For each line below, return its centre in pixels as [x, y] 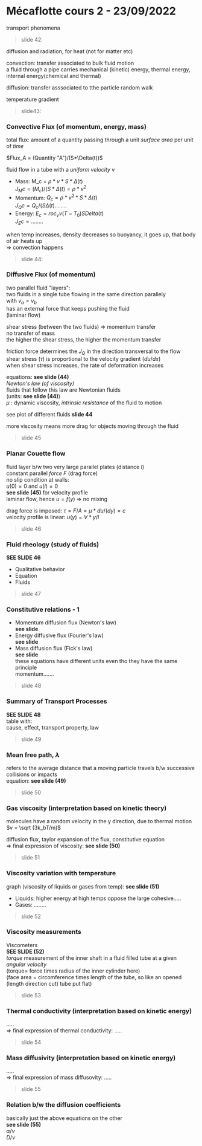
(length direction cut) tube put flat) [49, 983]
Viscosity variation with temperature [61, 873]
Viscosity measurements [44, 932]
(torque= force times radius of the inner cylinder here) [73, 971]
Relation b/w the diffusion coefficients [64, 1105]
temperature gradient [33, 99]
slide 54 [31, 1042]
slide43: [31, 111]
